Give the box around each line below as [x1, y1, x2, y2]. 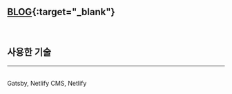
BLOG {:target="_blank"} [7, 6, 115, 18]
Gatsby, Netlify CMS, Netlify [7, 79, 87, 87]
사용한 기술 [7, 46, 52, 58]
